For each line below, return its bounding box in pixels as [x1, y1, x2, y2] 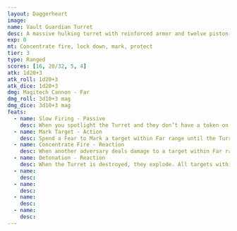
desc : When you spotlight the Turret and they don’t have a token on [20, 121, 229, 129]
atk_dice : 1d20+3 [7, 82, 59, 89]
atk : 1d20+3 [7, 69, 42, 76]
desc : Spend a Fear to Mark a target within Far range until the [20, 135, 217, 142]
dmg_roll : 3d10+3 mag [7, 96, 71, 103]
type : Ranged [7, 56, 46, 63]
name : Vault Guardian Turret [7, 23, 93, 30]
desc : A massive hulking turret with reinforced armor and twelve [7, 30, 207, 37]
